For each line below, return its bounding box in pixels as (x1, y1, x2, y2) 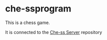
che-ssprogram (5, 3, 71, 14)
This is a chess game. (5, 19, 50, 25)
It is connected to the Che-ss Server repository (5, 29, 102, 35)
